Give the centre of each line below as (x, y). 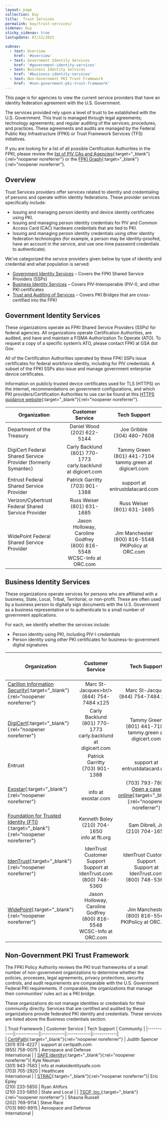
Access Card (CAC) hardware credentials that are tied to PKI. (75, 228)
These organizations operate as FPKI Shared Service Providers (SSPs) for (81, 327)
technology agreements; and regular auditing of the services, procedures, (81, 123)
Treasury (18, 436)
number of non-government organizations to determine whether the (75, 972)
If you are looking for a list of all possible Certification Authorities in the (78, 148)
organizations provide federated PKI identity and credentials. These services (83, 1014)
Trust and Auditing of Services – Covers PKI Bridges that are (74, 295)
